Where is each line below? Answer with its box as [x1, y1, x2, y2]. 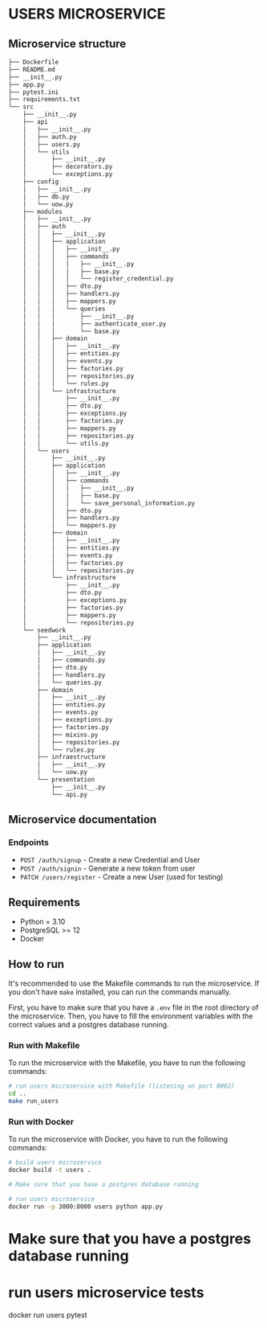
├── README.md [8, 65, 56, 73]
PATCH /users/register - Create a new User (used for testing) [19, 872, 224, 882]
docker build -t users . [8, 1166, 91, 1174]
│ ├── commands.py [37, 656, 106, 664]
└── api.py [51, 790, 88, 798]
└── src [8, 103, 34, 111]
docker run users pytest [8, 1310, 87, 1319]
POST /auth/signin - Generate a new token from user [19, 863, 196, 873]
